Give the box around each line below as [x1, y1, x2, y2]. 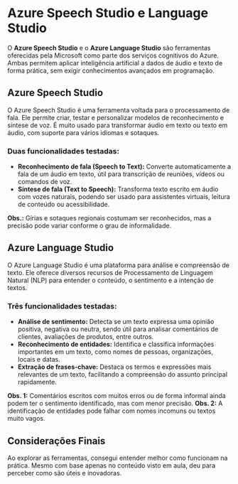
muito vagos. [7, 414, 45, 423]
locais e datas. [17, 355, 60, 364]
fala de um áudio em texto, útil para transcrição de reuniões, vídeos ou [17, 170, 225, 178]
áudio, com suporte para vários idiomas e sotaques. [7, 128, 160, 136]
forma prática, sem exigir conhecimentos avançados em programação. [7, 66, 215, 75]
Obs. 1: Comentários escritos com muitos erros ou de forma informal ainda [7, 392, 226, 400]
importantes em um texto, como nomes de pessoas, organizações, [17, 348, 213, 356]
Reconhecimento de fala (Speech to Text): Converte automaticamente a [17, 162, 232, 171]
